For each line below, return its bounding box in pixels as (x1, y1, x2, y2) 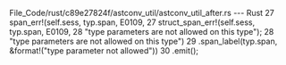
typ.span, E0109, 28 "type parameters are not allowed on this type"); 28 (9, 27, 274, 37)
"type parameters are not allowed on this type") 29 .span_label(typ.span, (9, 36, 278, 46)
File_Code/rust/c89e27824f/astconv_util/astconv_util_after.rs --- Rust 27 (9, 8, 275, 18)
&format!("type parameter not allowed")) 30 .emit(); (9, 45, 199, 56)
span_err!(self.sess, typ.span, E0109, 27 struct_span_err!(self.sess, (9, 17, 256, 28)
